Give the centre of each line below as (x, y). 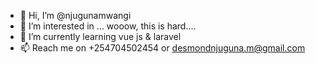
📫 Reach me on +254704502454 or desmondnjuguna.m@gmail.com (162, 48)
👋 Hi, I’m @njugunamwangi (75, 15)
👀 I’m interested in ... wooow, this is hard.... (108, 26)
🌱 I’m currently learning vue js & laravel (100, 36)
